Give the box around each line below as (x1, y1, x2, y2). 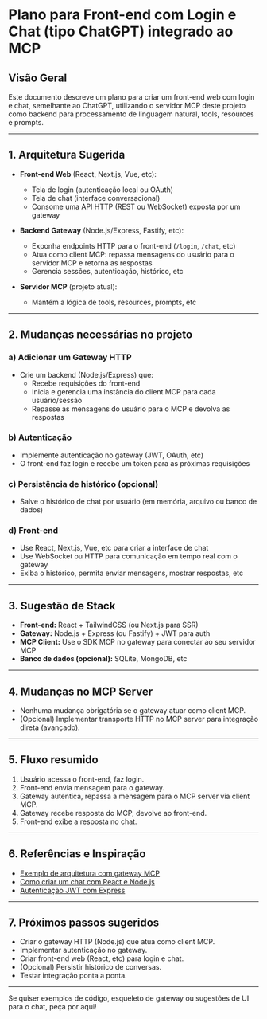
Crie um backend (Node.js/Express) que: (19, 370, 153, 379)
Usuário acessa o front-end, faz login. (19, 774, 145, 784)
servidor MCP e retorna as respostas (31, 257, 153, 268)
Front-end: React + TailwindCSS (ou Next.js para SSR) (19, 620, 199, 630)
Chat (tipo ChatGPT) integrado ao (8, 22, 234, 41)
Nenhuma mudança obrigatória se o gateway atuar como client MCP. (19, 706, 246, 715)
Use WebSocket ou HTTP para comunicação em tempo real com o (19, 551, 238, 561)
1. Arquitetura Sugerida (8, 148, 126, 162)
